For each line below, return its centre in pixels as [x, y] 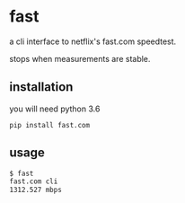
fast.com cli [34, 181]
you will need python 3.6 [55, 109]
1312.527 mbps [36, 190]
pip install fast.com [50, 125]
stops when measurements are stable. [80, 58]
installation [41, 87]
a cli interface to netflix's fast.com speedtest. [93, 41]
